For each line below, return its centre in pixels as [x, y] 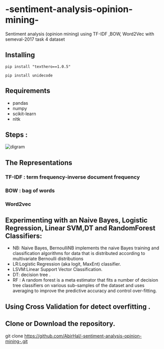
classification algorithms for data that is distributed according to [79, 253]
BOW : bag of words [30, 191]
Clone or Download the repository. [60, 324]
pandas [20, 103]
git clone [14, 336]
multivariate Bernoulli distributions [48, 259]
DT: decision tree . [31, 275]
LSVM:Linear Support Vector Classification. [57, 270]
